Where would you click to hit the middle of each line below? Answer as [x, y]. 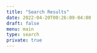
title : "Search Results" [38, 12]
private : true [24, 40]
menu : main [20, 29]
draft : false [23, 23]
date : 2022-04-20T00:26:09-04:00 [49, 18]
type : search [23, 35]
